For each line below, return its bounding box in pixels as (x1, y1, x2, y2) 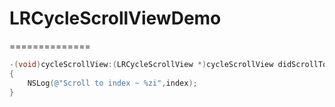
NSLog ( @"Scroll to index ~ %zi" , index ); (27, 78, 198, 88)
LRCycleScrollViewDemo (9, 7, 222, 30)
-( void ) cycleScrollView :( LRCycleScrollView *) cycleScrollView (9, 59, 274, 69)
